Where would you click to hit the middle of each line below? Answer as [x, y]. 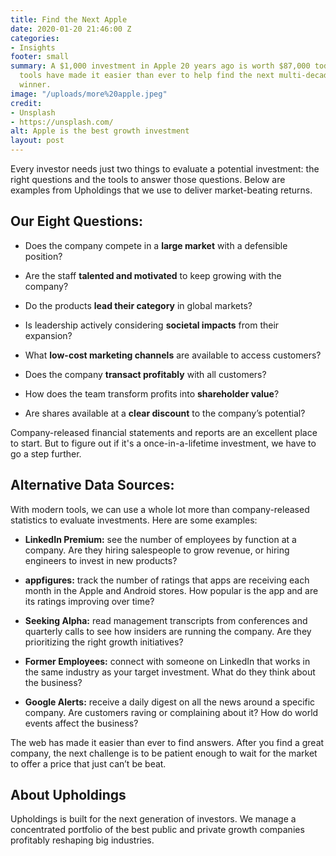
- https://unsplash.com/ [62, 122]
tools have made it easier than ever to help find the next [147, 76]
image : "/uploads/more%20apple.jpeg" [89, 94]
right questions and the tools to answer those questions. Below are [148, 179]
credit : [26, 103]
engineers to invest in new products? [101, 560]
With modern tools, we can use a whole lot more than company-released [160, 509]
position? [43, 256]
